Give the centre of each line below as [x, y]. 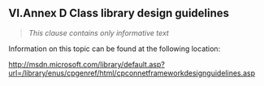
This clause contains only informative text [98, 32]
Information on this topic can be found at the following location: [115, 49]
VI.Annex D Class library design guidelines [119, 13]
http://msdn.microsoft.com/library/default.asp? [87, 64]
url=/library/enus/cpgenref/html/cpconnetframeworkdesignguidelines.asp [132, 73]
